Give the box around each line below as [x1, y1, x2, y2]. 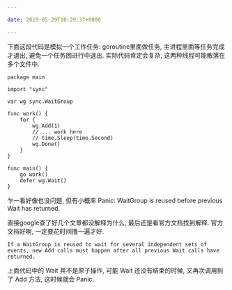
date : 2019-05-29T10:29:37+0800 [7, 16, 101, 23]
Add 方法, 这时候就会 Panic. [15, 275, 95, 283]
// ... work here [32, 128, 82, 136]
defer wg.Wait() [20, 177, 68, 184]
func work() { [7, 110, 49, 117]
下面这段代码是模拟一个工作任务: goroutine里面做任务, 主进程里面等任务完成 [7, 42, 225, 51]
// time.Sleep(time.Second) [32, 134, 114, 141]
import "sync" [7, 86, 49, 92]
